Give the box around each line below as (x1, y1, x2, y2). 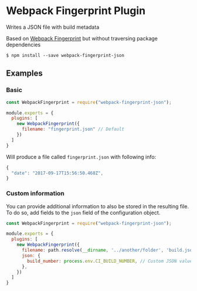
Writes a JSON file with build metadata (6, 23, 100, 31)
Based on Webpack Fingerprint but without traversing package (6, 35, 158, 42)
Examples (6, 69, 43, 79)
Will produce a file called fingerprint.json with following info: (6, 153, 157, 160)
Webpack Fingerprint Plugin (6, 4, 145, 18)
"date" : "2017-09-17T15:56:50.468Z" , (11, 170, 104, 176)
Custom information (6, 190, 64, 198)
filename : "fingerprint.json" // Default (21, 126, 125, 133)
